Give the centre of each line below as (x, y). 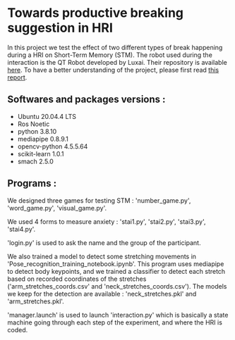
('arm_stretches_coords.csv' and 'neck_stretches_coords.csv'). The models (117, 286)
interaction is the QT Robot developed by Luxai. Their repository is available (117, 62)
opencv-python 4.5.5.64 (53, 146)
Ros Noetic (34, 124)
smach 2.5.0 (36, 161)
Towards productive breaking (96, 13)
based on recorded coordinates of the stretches (77, 279)
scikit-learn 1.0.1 (41, 153)
